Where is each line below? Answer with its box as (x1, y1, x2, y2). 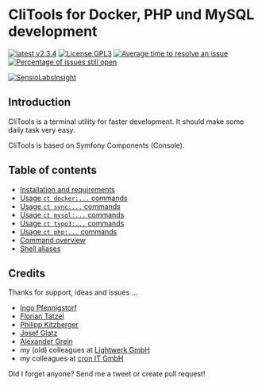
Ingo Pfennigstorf (19, 303, 78, 313)
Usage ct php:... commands (19, 226, 118, 236)
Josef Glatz (19, 328, 58, 338)
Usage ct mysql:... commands (19, 210, 125, 219)
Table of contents (8, 164, 97, 177)
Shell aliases (19, 244, 61, 253)
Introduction (8, 95, 71, 109)
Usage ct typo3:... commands (19, 218, 125, 228)
